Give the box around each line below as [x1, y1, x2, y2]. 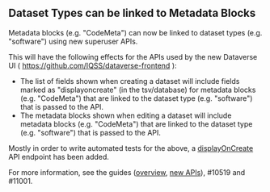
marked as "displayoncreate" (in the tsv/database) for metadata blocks [19, 85, 256, 94]
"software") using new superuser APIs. [8, 36, 138, 46]
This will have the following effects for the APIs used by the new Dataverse [8, 52, 258, 61]
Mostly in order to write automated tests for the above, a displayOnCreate [8, 143, 254, 152]
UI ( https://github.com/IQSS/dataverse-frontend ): [8, 61, 177, 70]
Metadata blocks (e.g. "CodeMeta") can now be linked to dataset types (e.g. [8, 27, 263, 37]
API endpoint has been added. [8, 152, 109, 161]
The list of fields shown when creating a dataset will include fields [19, 76, 240, 86]
